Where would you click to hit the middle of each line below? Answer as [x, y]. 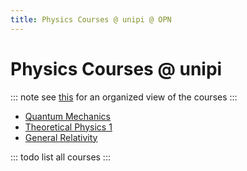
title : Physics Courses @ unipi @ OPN [91, 19]
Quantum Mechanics [67, 116]
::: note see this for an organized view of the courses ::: [124, 97]
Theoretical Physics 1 [68, 127]
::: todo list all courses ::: [60, 157]
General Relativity [61, 137]
